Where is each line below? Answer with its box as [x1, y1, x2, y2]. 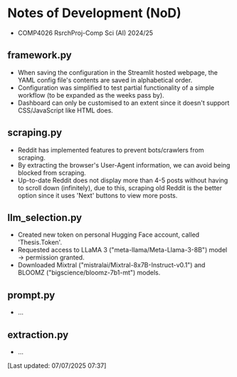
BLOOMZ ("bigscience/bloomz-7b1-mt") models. [17, 269, 161, 277]
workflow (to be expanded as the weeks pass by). [17, 91, 165, 99]
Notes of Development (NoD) [7, 5, 181, 21]
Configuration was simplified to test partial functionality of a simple [17, 83, 215, 92]
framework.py [7, 49, 73, 61]
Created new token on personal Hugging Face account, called [17, 230, 200, 239]
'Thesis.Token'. [17, 238, 63, 247]
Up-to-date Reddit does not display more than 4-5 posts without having [17, 176, 228, 185]
